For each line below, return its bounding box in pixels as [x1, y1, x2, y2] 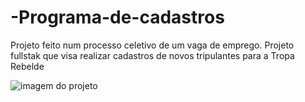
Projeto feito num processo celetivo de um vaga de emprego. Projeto [10, 39, 295, 51]
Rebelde [10, 60, 45, 72]
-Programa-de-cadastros [10, 6, 225, 29]
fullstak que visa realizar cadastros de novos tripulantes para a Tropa [10, 49, 295, 61]
